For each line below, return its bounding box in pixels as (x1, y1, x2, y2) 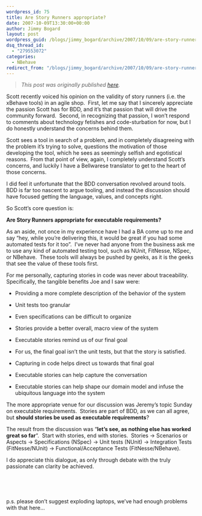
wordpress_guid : (6, 37, 47, 43)
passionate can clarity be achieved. (6, 463, 94, 470)
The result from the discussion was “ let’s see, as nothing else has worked (6, 426, 191, 433)
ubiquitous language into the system (14, 390, 105, 397)
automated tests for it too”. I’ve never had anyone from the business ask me (6, 241, 195, 248)
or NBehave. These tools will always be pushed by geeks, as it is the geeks (6, 253, 194, 261)
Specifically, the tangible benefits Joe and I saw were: (6, 278, 140, 285)
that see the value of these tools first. (6, 260, 99, 267)
